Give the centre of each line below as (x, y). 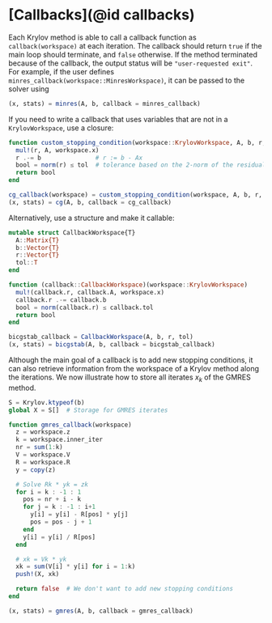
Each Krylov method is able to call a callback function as (102, 37)
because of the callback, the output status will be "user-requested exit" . (131, 63)
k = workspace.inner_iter (59, 440)
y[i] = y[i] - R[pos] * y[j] (79, 515)
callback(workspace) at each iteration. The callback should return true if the (135, 45)
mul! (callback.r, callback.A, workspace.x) (90, 292)
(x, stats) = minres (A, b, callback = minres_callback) (104, 104)
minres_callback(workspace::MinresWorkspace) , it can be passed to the (127, 80)
